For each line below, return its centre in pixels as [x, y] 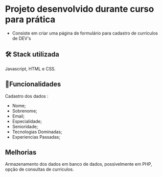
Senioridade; [25, 126]
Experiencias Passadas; [36, 137]
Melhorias [21, 152]
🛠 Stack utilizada [32, 54]
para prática [30, 19]
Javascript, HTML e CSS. [30, 69]
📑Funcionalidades [33, 84]
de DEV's [22, 38]
